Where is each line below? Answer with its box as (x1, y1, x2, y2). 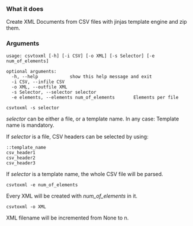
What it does (6, 5, 44, 13)
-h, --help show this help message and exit (11, 74, 152, 79)
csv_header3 (6, 160, 36, 166)
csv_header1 (6, 149, 36, 155)
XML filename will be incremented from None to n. (6, 214, 129, 221)
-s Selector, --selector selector (11, 89, 96, 95)
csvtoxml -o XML (6, 203, 46, 209)
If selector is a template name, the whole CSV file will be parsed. (6, 170, 163, 177)
